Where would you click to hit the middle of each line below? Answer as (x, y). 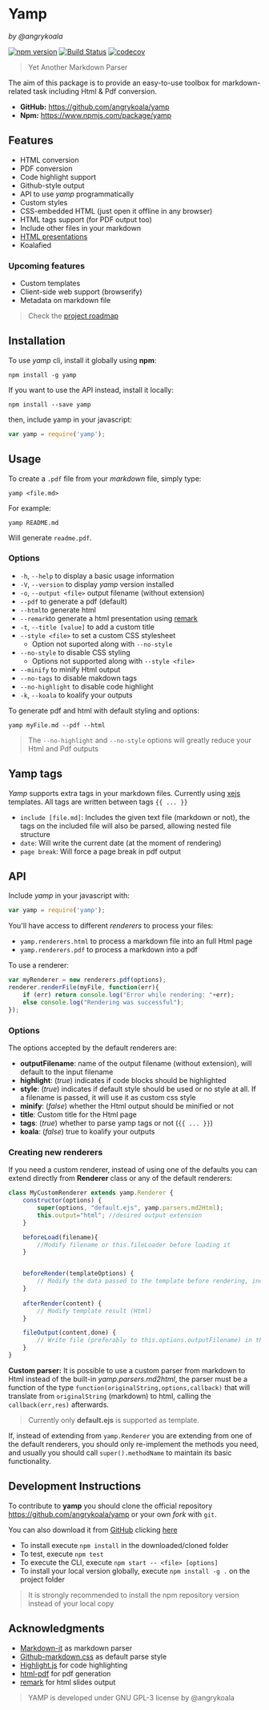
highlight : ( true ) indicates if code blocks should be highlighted (123, 1081)
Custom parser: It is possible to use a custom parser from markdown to (127, 1370)
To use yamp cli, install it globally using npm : (82, 360)
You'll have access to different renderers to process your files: (111, 926)
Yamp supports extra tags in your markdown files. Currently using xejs (124, 793)
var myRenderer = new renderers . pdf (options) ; (87, 980)
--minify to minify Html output (70, 669)
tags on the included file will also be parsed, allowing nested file (126, 826)
